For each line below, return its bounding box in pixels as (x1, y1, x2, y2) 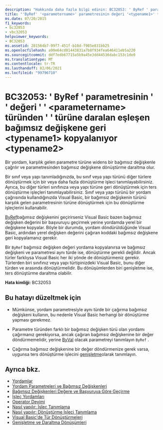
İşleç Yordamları (12, 394, 45, 399)
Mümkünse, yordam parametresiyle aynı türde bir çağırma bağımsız (12, 306, 147, 312)
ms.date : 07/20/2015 (5, 16, 47, 21)
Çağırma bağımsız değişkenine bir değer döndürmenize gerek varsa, (12, 346, 149, 352)
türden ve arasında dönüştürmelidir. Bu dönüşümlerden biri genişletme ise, (5, 265, 154, 270)
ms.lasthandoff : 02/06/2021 (5, 66, 62, 71)
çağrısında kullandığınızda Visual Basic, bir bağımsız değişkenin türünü (5, 194, 147, 200)
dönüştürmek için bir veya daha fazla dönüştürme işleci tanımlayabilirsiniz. (5, 179, 154, 185)
